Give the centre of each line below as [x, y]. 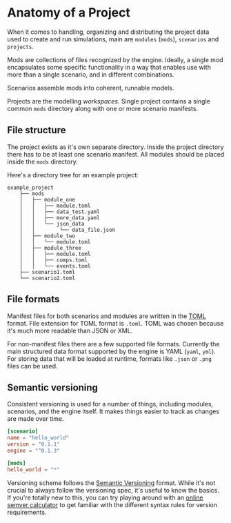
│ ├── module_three [50, 248]
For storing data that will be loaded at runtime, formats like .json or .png [109, 358]
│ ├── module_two [48, 236]
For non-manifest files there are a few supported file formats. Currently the [113, 344]
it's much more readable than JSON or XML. [70, 330]
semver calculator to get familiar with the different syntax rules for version [112, 504]
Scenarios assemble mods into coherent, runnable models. [91, 88]
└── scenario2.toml [48, 278]
